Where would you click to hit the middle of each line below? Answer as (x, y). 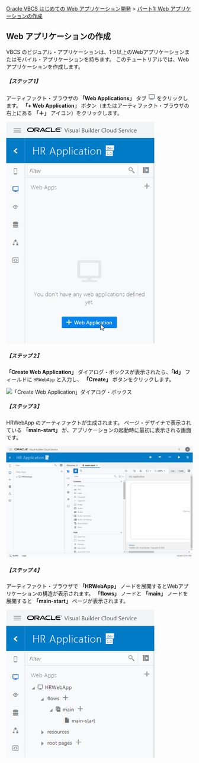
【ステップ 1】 (24, 81)
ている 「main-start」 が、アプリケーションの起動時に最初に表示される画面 (99, 430)
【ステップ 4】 (24, 570)
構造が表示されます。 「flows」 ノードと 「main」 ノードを (115, 593)
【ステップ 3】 (24, 407)
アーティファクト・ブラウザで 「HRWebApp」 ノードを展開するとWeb (92, 586)
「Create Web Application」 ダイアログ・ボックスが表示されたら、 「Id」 (95, 372)
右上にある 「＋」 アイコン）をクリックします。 (64, 113)
